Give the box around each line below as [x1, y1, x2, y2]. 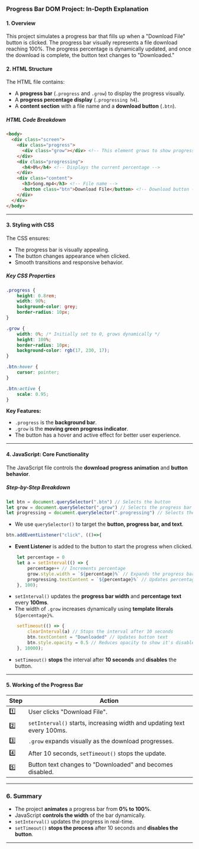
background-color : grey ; [17, 304, 78, 310]
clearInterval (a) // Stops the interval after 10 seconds [27, 629, 174, 635]
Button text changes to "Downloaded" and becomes [28, 760, 174, 768]
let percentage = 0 [17, 554, 65, 560]
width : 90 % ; [17, 298, 46, 304]
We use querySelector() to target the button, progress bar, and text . [14, 520, 184, 528]
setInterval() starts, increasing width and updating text [28, 718, 185, 727]
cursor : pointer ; [17, 370, 60, 375]
